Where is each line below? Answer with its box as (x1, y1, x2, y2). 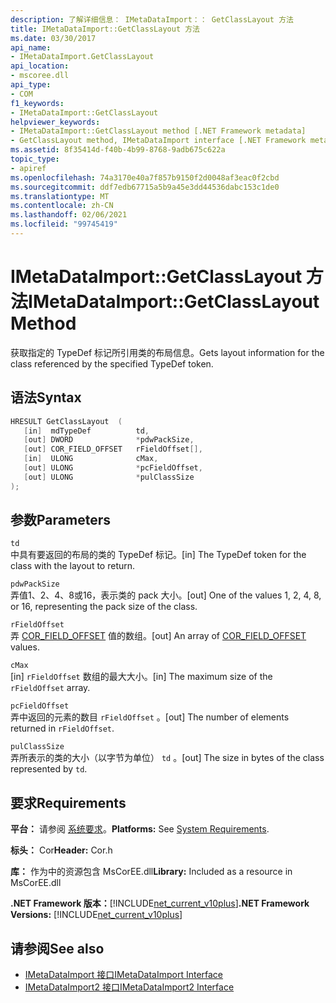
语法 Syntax (10, 389, 82, 406)
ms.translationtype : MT (10, 191, 110, 201)
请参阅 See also (10, 940, 105, 957)
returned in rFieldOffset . (10, 722, 115, 735)
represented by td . (10, 763, 88, 775)
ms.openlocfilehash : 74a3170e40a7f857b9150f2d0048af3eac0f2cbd (10, 172, 280, 183)
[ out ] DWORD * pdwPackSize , (23, 435, 195, 445)
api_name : (10, 42, 52, 53)
